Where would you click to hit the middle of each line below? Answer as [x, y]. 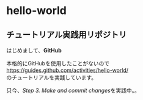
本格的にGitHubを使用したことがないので [58, 63]
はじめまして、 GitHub [34, 50]
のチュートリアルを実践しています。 [52, 77]
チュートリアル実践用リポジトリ [67, 34]
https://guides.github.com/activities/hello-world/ [68, 70]
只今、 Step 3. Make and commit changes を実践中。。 [73, 90]
